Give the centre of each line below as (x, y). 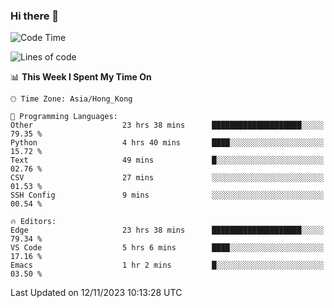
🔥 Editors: (33, 222)
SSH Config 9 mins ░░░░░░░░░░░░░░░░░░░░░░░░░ (167, 195)
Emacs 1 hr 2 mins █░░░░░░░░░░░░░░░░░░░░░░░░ (167, 265)
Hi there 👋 (35, 16)
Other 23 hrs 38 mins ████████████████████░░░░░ (167, 125)
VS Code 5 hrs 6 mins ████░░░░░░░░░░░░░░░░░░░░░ (167, 248)
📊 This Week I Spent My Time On (81, 77)
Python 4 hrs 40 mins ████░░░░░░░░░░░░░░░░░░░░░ (167, 143)
